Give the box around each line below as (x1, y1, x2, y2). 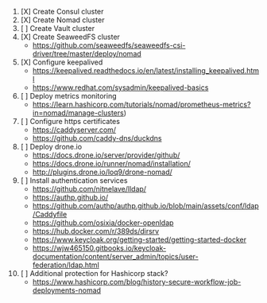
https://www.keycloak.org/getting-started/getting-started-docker (32, 235, 247, 244)
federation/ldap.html (32, 260, 100, 270)
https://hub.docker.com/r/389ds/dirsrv (32, 227, 160, 235)
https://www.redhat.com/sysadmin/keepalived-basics (32, 83, 209, 92)
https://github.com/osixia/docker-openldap (32, 218, 174, 227)
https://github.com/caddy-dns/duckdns (32, 134, 162, 142)
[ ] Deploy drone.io (20, 142, 83, 151)
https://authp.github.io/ (32, 192, 109, 202)
